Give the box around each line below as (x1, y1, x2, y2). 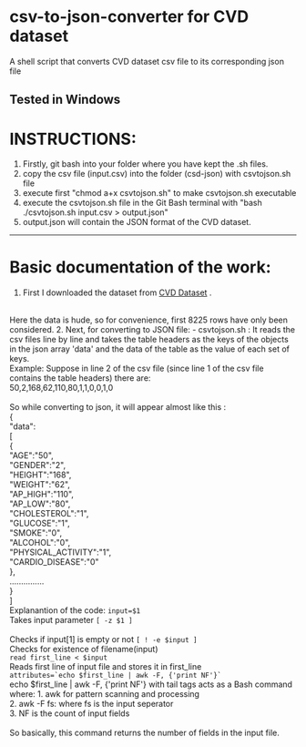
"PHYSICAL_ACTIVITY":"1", (9, 547, 112, 558)
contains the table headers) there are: (9, 373, 151, 384)
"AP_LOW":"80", (9, 498, 71, 509)
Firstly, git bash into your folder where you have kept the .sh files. (22, 159, 269, 169)
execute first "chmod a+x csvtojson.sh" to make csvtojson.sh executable (22, 188, 297, 199)
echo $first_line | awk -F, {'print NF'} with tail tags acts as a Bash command (9, 679, 293, 690)
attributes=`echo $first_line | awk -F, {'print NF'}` (9, 671, 222, 680)
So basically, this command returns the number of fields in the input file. (9, 727, 280, 739)
